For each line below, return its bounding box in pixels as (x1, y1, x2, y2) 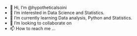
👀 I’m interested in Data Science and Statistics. (9, 10, 105, 16)
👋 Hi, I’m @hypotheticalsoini (9, 5, 67, 10)
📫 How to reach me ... (9, 26, 56, 31)
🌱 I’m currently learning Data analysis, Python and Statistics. (9, 15, 133, 20)
